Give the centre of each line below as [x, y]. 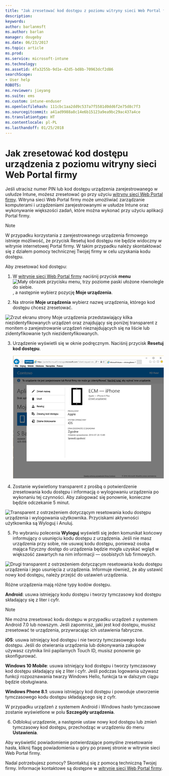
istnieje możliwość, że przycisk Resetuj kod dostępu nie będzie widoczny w [83, 240]
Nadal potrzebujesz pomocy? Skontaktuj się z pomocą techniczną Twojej [81, 763]
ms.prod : [14, 53]
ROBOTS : [13, 85]
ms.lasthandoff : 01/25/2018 [35, 128]
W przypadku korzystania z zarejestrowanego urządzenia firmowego [77, 235]
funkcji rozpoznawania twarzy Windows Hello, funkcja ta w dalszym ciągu [82, 676]
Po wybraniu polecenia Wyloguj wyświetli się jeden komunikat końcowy [87, 533]
